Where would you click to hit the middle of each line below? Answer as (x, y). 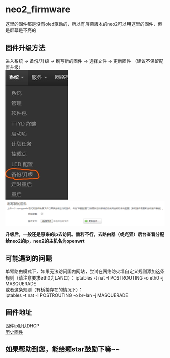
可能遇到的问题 (29, 258)
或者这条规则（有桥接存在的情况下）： (44, 290)
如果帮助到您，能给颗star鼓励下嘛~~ (63, 350)
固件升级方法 (25, 48)
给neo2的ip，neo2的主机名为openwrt (45, 241)
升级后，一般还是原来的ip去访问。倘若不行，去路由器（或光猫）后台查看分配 (85, 234)
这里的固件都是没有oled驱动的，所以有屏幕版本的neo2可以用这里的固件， (81, 24)
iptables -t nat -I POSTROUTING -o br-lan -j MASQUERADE (67, 295)
